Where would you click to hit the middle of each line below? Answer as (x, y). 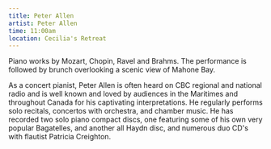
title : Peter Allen (41, 16)
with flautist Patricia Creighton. (60, 137)
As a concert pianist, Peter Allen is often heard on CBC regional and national (135, 85)
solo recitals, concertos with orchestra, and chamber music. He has (121, 111)
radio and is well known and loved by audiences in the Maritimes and (123, 94)
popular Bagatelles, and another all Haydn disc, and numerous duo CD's (129, 128)
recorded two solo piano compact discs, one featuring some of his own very (135, 120)
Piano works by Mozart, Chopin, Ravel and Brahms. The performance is (127, 61)
